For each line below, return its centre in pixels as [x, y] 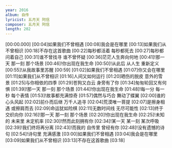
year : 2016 [17, 10]
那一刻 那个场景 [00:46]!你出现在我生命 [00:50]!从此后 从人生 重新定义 [85, 64]
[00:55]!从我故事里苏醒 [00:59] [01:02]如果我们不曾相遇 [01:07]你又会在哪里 [85, 70]
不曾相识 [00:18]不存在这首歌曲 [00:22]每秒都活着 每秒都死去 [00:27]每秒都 [85, 51]
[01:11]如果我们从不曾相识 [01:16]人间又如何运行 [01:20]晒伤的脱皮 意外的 [82, 76]
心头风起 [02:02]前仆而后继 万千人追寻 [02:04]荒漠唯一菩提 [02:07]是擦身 [83, 102]
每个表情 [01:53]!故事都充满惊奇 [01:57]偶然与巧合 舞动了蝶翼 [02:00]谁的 [88, 96]
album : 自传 [17, 15]
